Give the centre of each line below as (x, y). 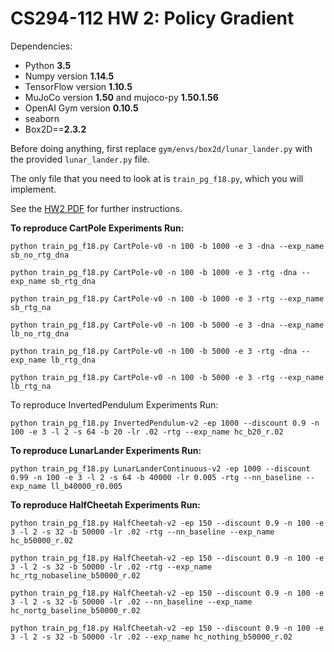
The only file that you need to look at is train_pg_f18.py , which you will (157, 178)
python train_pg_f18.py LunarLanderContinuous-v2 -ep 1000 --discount (160, 468)
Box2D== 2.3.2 (55, 129)
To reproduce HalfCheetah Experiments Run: (105, 504)
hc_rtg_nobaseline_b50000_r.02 (75, 575)
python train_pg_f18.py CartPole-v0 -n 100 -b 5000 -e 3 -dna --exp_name (167, 325)
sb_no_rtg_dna (40, 255)
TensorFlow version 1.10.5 (78, 86)
